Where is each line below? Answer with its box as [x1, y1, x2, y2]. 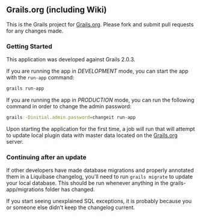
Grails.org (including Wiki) [6, 5, 107, 15]
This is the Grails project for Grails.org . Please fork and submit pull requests [6, 20, 194, 28]
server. [6, 138, 24, 145]
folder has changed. [45, 186, 95, 193]
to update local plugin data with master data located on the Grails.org [6, 132, 178, 139]
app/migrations [6, 186, 44, 193]
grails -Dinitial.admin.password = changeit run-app [6, 114, 136, 120]
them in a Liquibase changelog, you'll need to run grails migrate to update [6, 173, 193, 180]
